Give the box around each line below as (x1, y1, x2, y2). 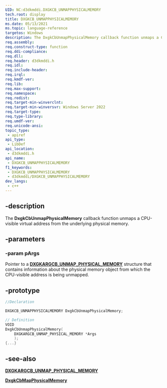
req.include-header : (5, 68, 48, 73)
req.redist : (5, 95, 30, 100)
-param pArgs (5, 250, 40, 257)
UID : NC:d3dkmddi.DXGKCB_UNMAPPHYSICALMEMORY (5, 7, 101, 12)
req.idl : (5, 63, 23, 68)
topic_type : (5, 128, 30, 133)
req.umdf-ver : (5, 118, 35, 124)
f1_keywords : (5, 165, 32, 170)
